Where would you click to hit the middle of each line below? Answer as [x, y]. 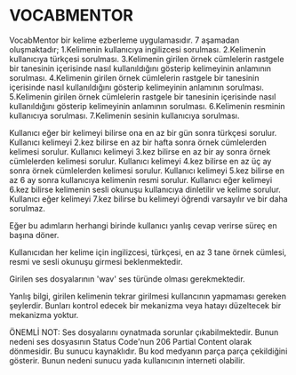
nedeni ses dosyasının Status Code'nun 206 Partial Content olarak [131, 341]
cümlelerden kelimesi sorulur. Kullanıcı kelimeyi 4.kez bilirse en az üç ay [140, 161]
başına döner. [34, 235]
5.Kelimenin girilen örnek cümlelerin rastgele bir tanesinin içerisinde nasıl [143, 96]
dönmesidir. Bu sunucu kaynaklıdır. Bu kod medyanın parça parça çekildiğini [148, 351]
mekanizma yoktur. [44, 315]
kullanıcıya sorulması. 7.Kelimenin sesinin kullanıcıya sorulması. [124, 116]
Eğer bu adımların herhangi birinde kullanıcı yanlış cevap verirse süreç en [143, 225]
